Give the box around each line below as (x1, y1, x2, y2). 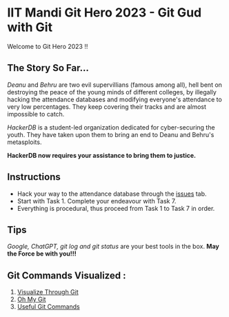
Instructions (7, 171, 61, 183)
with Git (7, 19, 53, 35)
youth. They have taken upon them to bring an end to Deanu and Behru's (7, 130, 215, 139)
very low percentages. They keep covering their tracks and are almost (7, 102, 207, 111)
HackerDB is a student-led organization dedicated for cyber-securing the (7, 123, 215, 132)
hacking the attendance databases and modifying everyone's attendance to (7, 95, 222, 103)
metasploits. (7, 138, 42, 146)
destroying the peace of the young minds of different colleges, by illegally (7, 88, 217, 96)
